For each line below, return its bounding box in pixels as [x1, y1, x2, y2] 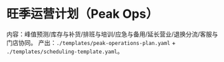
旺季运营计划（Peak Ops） [6, 6, 159, 22]
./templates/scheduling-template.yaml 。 [6, 47, 124, 55]
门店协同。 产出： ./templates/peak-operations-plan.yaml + [6, 38, 177, 46]
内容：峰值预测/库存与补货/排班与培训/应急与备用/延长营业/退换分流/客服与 [6, 30, 219, 38]
